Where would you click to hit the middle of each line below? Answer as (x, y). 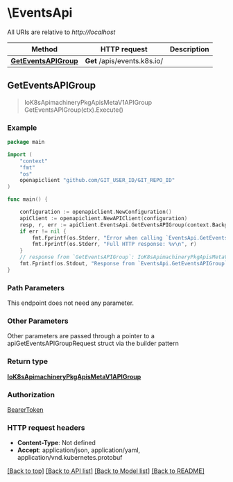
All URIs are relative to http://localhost (61, 32)
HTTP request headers (46, 427)
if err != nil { (43, 231)
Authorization (31, 394)
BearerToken (25, 409)
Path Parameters (36, 288)
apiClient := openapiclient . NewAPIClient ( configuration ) (104, 218)
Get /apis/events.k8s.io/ (124, 60)
